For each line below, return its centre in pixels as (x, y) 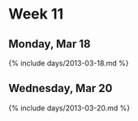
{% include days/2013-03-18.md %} (69, 63)
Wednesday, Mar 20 (60, 88)
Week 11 (36, 14)
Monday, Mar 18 (50, 44)
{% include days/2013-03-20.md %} (69, 108)
